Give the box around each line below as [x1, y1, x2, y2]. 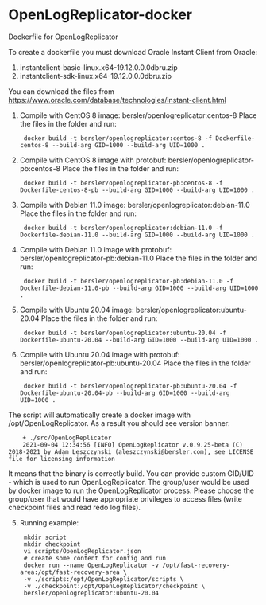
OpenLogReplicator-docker [8, 6, 193, 24]
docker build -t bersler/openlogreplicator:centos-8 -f [23, 134, 213, 142]
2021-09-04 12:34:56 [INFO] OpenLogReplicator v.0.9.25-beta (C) [22, 440, 244, 449]
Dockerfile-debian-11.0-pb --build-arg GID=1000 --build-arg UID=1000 [19, 284, 259, 292]
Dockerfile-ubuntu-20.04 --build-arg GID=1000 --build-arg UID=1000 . [19, 336, 259, 344]
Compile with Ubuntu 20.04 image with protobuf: [19, 349, 180, 359]
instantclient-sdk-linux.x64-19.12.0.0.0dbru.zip [19, 71, 172, 80]
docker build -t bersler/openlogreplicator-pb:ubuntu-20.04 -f [23, 382, 237, 390]
